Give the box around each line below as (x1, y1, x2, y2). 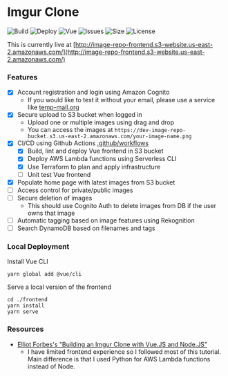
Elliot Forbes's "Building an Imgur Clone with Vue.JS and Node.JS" (17, 340, 208, 348)
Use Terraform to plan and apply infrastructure (27, 162, 161, 171)
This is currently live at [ (7, 40, 76, 48)
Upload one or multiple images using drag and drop (27, 118, 175, 126)
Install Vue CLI (7, 257, 48, 266)
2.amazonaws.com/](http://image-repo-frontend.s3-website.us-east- (7, 48, 205, 56)
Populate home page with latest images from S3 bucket (17, 178, 175, 187)
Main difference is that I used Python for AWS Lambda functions (27, 355, 211, 363)
